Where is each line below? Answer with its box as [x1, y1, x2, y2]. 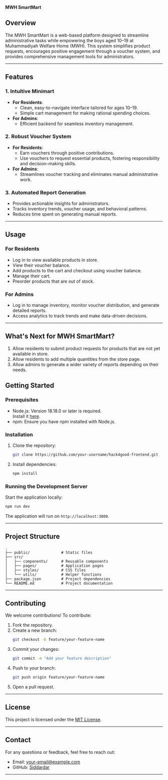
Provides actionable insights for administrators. [12, 200, 110, 206]
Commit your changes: [12, 646, 59, 652]
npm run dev [5, 504, 30, 509]
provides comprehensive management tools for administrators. [5, 53, 135, 59]
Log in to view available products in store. [12, 257, 98, 263]
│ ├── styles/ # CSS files [5, 568, 86, 573]
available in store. [12, 351, 49, 357]
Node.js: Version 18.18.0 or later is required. [12, 408, 102, 414]
